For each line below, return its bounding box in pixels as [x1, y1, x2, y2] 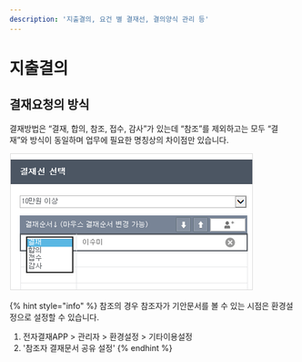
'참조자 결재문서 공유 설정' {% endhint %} [22, 342, 173, 353]
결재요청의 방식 [9, 97, 90, 113]
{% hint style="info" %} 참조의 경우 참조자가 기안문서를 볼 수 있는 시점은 [9, 300, 270, 311]
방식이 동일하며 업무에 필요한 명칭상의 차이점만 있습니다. [29, 134, 229, 145]
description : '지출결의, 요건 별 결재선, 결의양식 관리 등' [9, 15, 209, 24]
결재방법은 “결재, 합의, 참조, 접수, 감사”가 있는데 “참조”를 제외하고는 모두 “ [9, 123, 271, 134]
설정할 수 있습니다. [33, 311, 100, 323]
